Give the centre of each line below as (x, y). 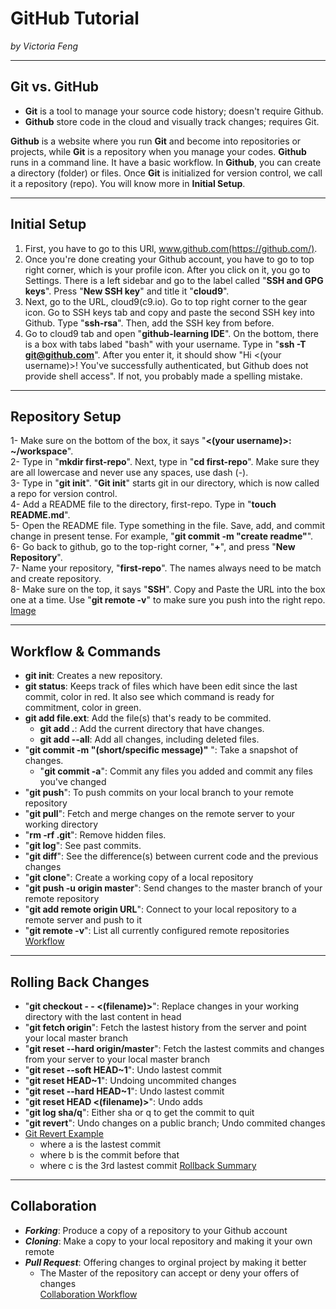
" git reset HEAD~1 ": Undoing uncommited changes (130, 1080)
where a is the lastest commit (100, 1144)
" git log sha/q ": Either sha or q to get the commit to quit (139, 1112)
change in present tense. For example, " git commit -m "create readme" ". (162, 536)
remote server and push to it (83, 920)
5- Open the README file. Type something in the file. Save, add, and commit (168, 526)
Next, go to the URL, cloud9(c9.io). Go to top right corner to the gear (166, 301)
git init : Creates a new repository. (93, 676)
